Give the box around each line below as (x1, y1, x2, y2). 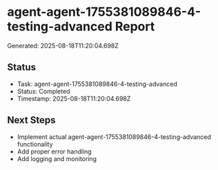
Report (115, 19, 155, 34)
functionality (17, 140, 53, 148)
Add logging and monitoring (17, 154, 97, 162)
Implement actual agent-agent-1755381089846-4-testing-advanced (17, 132, 212, 141)
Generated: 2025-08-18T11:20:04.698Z (7, 41, 119, 50)
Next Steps (7, 114, 56, 126)
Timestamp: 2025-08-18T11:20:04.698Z (17, 94, 131, 103)
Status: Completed (17, 87, 70, 95)
